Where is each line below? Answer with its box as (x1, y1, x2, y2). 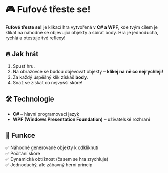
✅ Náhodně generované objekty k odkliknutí (5, 144, 99, 151)
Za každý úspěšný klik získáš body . (12, 74, 88, 80)
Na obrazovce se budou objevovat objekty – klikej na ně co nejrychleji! (12, 68, 164, 75)
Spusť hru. (12, 63, 35, 69)
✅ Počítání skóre (5, 151, 40, 157)
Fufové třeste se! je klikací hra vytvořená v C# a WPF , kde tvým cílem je (5, 23, 158, 30)
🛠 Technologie (5, 95, 54, 104)
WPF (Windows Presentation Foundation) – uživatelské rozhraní (12, 116, 150, 122)
